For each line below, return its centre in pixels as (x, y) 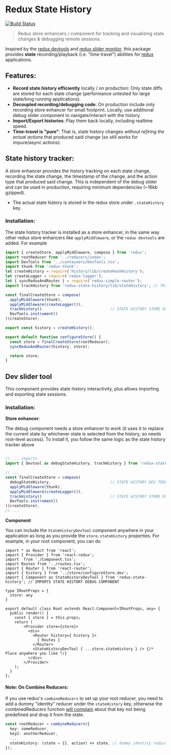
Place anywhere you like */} (36, 654)
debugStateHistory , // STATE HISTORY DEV (83, 482)
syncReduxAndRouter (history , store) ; (50, 347)
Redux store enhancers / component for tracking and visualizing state (91, 33)
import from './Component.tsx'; (41, 560)
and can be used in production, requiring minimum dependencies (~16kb (81, 187)
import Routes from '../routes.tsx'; (45, 564)
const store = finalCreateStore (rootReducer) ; (60, 342)
